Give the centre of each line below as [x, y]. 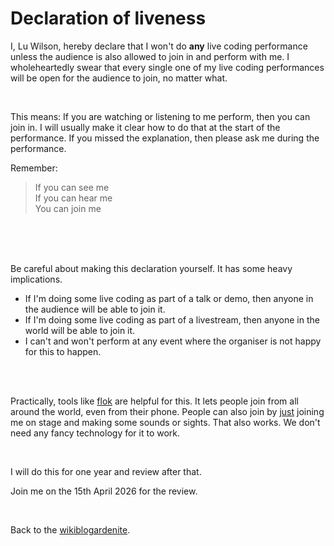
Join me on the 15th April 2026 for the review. [104, 491]
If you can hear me [73, 198]
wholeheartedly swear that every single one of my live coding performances [167, 67]
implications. [36, 279]
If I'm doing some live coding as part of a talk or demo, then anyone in [169, 298]
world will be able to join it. [80, 330]
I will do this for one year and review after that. [106, 471]
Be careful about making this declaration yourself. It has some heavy [151, 268]
